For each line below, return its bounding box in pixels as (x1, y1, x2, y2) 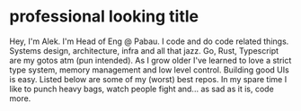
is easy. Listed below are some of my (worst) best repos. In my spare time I (9, 73, 288, 84)
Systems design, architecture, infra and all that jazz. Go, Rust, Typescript (9, 45, 279, 55)
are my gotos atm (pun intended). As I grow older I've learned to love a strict (9, 55, 292, 65)
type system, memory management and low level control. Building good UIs (9, 64, 289, 75)
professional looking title (9, 6, 199, 27)
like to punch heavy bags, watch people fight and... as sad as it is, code (9, 83, 274, 94)
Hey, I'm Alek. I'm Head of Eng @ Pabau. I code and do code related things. (9, 36, 289, 47)
